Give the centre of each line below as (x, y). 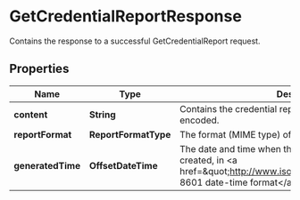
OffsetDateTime (123, 165)
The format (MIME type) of (236, 134)
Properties (39, 69)
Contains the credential (229, 108)
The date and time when (230, 148)
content (31, 115)
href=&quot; (205, 171)
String (102, 115)
